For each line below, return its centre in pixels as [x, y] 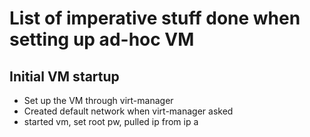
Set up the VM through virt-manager [98, 100]
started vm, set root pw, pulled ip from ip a [111, 121]
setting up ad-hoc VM [102, 39]
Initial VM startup [64, 76]
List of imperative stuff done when [155, 18]
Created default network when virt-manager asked [128, 111]
